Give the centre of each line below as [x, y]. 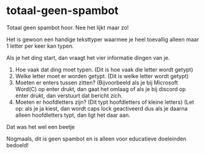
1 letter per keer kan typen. [40, 46]
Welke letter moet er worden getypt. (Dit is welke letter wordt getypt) [102, 76]
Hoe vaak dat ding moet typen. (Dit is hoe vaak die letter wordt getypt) [104, 69]
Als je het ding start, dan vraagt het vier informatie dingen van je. [88, 57]
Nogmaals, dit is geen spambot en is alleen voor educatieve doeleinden [96, 139]
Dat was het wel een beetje [41, 127]
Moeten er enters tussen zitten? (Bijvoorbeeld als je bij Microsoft [97, 82]
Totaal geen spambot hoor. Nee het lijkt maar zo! [68, 28]
